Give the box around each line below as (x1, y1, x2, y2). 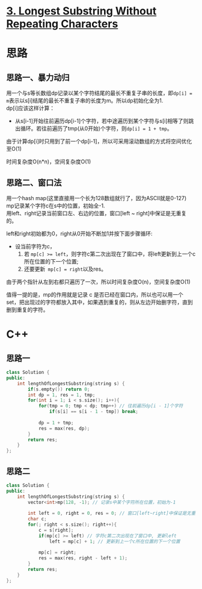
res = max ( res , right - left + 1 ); (38, 555, 128, 561)
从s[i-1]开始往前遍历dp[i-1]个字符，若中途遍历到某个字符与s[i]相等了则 (14, 118, 189, 125)
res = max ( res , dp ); (38, 425, 90, 432)
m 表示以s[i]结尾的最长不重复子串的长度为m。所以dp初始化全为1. (6, 97, 164, 104)
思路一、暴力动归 (6, 72, 70, 83)
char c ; (28, 516, 47, 522)
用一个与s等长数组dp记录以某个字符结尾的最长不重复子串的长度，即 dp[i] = (6, 89, 192, 97)
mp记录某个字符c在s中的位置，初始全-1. (6, 202, 105, 209)
